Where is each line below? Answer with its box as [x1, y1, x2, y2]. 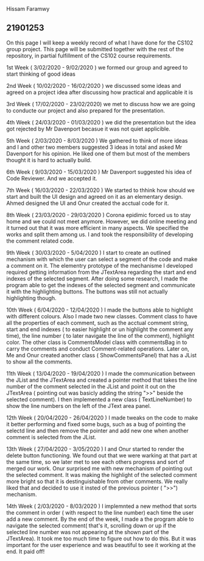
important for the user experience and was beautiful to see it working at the [6, 541, 196, 548]
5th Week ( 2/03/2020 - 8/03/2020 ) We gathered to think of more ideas [6, 137, 188, 144]
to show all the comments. [6, 358, 72, 365]
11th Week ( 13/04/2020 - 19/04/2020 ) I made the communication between [6, 370, 196, 377]
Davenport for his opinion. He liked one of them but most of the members [6, 149, 191, 157]
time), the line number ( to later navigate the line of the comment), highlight [6, 332, 195, 339]
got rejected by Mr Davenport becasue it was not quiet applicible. [6, 125, 171, 132]
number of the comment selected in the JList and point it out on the [6, 382, 175, 390]
